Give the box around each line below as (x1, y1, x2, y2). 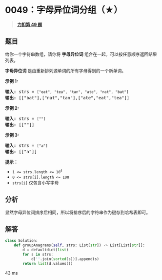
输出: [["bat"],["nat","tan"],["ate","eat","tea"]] (5, 95, 130, 100)
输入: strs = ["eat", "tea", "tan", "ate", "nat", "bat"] (5, 89, 129, 94)
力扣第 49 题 (17, 22, 42, 27)
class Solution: (5, 238, 38, 243)
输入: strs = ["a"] (5, 142, 48, 148)
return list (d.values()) (22, 261, 73, 266)
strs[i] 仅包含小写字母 (12, 180, 59, 186)
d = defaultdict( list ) (22, 248, 69, 253)
